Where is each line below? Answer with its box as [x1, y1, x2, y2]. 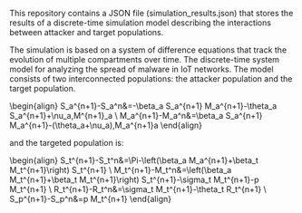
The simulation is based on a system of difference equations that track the [9, 44, 287, 55]
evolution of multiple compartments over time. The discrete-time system [9, 54, 279, 64]
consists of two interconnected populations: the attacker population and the [9, 73, 293, 84]
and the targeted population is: [9, 138, 124, 148]
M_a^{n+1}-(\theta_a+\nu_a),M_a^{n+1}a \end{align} [9, 120, 202, 131]
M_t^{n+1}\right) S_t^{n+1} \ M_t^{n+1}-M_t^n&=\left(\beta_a [9, 165, 232, 175]
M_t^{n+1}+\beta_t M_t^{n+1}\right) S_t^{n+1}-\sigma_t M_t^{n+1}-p [9, 174, 260, 185]
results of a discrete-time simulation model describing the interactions [9, 17, 272, 28]
